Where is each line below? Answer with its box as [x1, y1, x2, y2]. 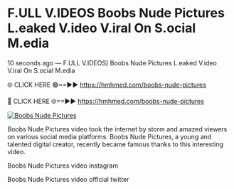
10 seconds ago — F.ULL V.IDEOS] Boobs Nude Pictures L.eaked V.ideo [7, 58, 217, 67]
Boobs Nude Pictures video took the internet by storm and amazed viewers [7, 124, 228, 133]
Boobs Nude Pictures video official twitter [7, 175, 129, 183]
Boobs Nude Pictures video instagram [7, 161, 119, 170]
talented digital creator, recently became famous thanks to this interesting [7, 140, 224, 148]
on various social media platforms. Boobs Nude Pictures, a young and [7, 132, 212, 141]
